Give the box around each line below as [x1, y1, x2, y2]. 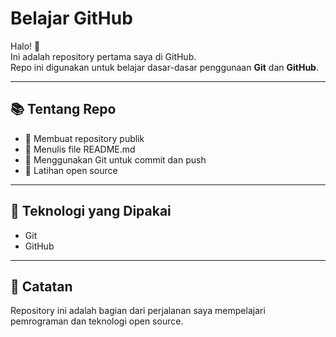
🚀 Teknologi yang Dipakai [10, 203, 172, 220]
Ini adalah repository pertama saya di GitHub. [10, 50, 197, 62]
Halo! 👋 [10, 40, 41, 52]
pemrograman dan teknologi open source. [10, 315, 184, 327]
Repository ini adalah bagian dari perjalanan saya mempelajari [10, 305, 266, 317]
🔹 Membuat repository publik [24, 132, 145, 144]
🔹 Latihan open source [24, 164, 118, 176]
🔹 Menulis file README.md [24, 143, 136, 155]
